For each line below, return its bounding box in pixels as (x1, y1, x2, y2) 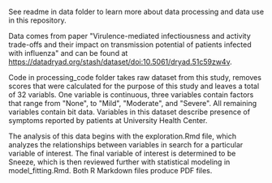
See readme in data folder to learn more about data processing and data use (8, 7, 265, 16)
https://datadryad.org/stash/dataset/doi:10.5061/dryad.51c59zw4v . (8, 57, 233, 66)
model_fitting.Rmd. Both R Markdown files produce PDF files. (8, 166, 213, 175)
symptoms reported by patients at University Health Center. (8, 116, 208, 125)
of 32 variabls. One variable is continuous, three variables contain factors (8, 90, 254, 100)
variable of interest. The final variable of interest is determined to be (8, 149, 236, 158)
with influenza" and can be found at (8, 49, 128, 57)
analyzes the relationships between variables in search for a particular (8, 140, 244, 149)
